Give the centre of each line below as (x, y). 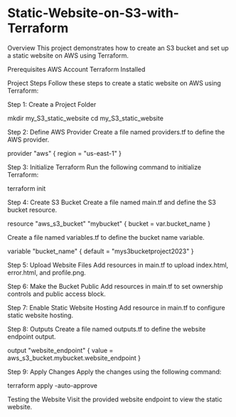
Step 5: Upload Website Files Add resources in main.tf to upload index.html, (118, 265)
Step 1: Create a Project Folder (52, 104)
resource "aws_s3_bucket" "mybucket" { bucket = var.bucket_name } (109, 223)
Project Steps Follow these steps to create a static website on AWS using (114, 83)
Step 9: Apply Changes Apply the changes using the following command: (114, 371)
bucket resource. (32, 210)
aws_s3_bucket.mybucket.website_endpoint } (74, 358)
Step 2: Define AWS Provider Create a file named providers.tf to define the (116, 132)
